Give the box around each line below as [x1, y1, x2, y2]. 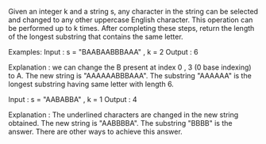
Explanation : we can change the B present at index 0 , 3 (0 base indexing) [8, 63, 252, 72]
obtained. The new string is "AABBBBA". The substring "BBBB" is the [8, 119, 233, 127]
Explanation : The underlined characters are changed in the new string [8, 110, 239, 119]
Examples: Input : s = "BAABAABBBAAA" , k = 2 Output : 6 [8, 47, 199, 56]
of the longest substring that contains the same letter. [8, 32, 184, 41]
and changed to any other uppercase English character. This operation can [8, 15, 253, 25]
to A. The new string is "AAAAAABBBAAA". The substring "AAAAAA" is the [8, 71, 252, 80]
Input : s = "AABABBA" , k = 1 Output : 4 [8, 95, 137, 104]
